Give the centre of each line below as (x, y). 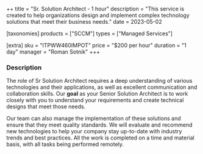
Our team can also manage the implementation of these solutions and (94, 119)
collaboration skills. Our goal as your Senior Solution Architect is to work (97, 94)
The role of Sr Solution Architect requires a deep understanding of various (99, 81)
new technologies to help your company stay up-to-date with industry (94, 131)
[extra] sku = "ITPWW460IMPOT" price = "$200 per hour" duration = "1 (97, 45)
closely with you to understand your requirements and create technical (95, 100)
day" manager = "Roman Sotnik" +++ (53, 52)
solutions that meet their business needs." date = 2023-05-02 (84, 22)
